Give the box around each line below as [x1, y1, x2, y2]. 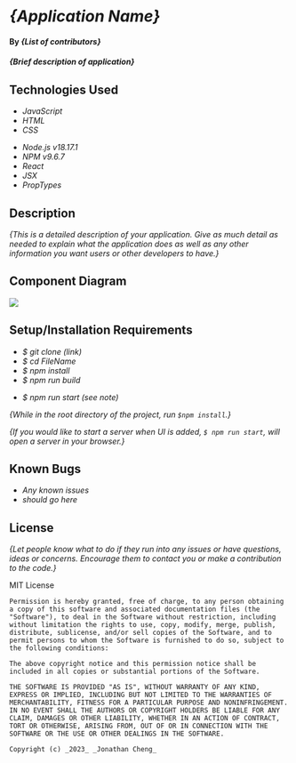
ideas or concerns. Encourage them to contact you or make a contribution [9, 553, 282, 564]
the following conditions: [9, 644, 109, 653]
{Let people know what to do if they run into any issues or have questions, [9, 544, 282, 555]
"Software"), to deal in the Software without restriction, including [9, 613, 276, 622]
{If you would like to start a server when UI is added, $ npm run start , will [9, 426, 280, 437]
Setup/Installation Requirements [9, 323, 193, 338]
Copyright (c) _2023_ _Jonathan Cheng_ [9, 745, 157, 754]
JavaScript [21, 106, 63, 116]
